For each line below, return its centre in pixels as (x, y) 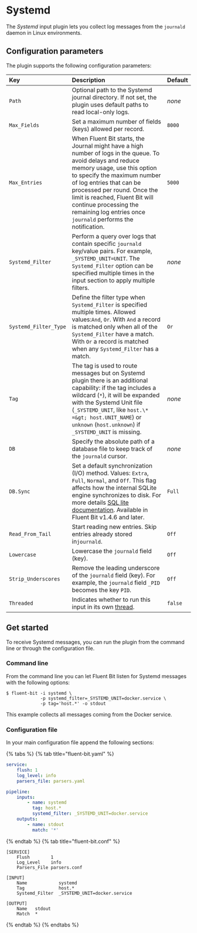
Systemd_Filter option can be (113, 265)
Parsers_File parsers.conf (50, 867)
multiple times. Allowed (104, 312)
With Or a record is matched (110, 341)
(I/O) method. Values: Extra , (110, 473)
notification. (88, 226)
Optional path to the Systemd (112, 90)
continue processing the (105, 205)
